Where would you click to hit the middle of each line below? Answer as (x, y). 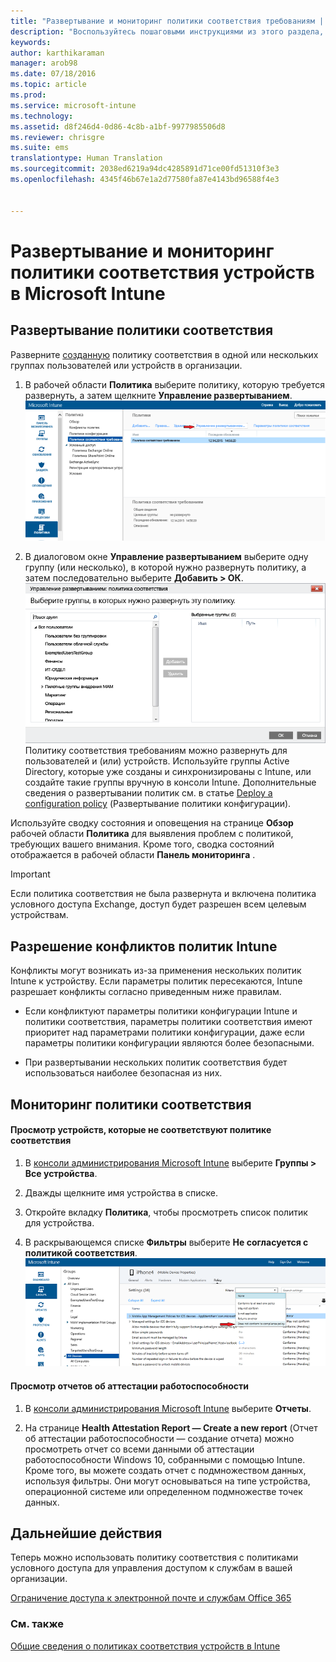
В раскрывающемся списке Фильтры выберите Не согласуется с (166, 1242)
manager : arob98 (44, 63)
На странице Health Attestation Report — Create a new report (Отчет (171, 1427)
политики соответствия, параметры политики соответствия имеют (168, 1022)
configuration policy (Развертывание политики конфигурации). (158, 804)
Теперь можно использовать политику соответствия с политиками (154, 1557)
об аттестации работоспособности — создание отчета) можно (159, 1438)
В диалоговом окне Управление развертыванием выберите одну (166, 557)
